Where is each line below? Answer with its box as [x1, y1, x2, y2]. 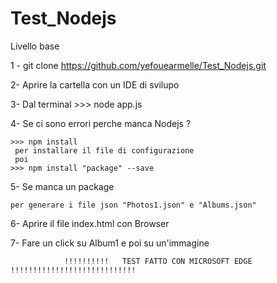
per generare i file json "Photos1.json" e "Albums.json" [10, 200, 257, 210]
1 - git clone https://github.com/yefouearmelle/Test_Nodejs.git [10, 59, 267, 71]
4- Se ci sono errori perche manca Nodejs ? [10, 117, 192, 129]
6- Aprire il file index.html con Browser [10, 217, 170, 229]
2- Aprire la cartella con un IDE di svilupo [10, 78, 180, 91]
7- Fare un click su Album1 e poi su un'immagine [10, 237, 210, 249]
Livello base [10, 40, 60, 52]
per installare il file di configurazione [14, 145, 195, 156]
